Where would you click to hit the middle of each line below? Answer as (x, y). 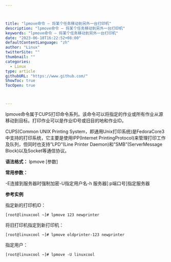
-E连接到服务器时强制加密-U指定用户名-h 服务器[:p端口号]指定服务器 (78, 183)
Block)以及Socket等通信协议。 (37, 151)
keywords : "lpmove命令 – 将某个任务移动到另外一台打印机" (62, 33)
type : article (20, 71)
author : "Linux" (23, 47)
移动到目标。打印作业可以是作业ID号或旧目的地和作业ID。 (66, 120)
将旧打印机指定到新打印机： (35, 225)
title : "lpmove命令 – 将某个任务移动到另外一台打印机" (58, 24)
